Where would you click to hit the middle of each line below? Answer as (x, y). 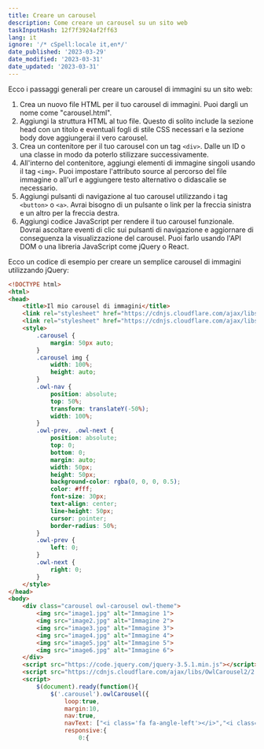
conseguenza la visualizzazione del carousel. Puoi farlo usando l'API (130, 238)
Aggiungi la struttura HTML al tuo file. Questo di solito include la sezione (136, 121)
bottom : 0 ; (68, 452)
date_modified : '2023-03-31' (56, 60)
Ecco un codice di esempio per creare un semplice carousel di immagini (125, 261)
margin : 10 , (82, 709)
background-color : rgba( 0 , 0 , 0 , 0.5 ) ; (115, 482)
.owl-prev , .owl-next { (75, 431)
